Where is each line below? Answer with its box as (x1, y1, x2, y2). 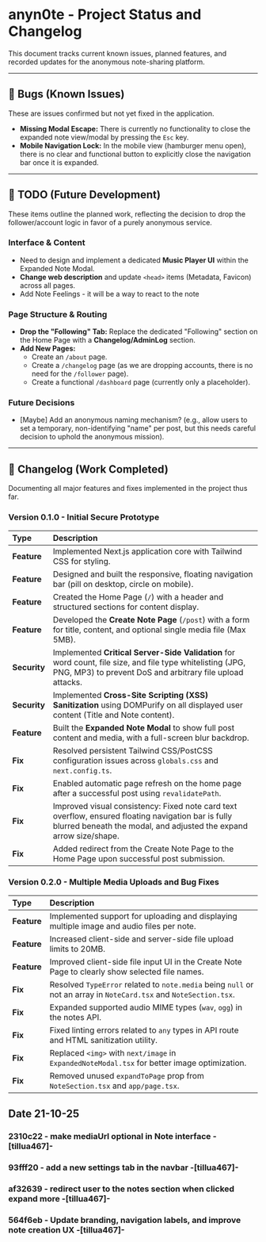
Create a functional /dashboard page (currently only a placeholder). (31, 378, 251, 387)
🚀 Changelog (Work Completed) (8, 462, 169, 476)
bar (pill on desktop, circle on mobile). (52, 578, 194, 589)
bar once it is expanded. (19, 157, 99, 167)
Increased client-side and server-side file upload (49, 933, 234, 945)
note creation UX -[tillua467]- (8, 1224, 125, 1235)
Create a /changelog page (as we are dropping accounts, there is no (31, 361, 253, 370)
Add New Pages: (19, 343, 76, 354)
